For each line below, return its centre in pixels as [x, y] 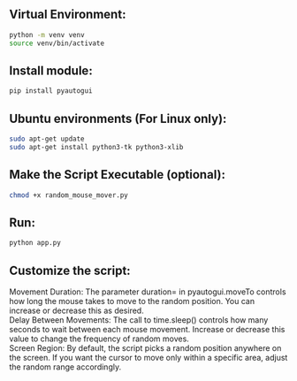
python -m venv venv [47, 34]
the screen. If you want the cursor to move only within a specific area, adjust [148, 358]
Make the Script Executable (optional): [117, 175]
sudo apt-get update [47, 139]
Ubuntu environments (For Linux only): [118, 118]
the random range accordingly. [65, 367]
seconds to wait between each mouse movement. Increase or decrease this [147, 329]
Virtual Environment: [68, 15]
